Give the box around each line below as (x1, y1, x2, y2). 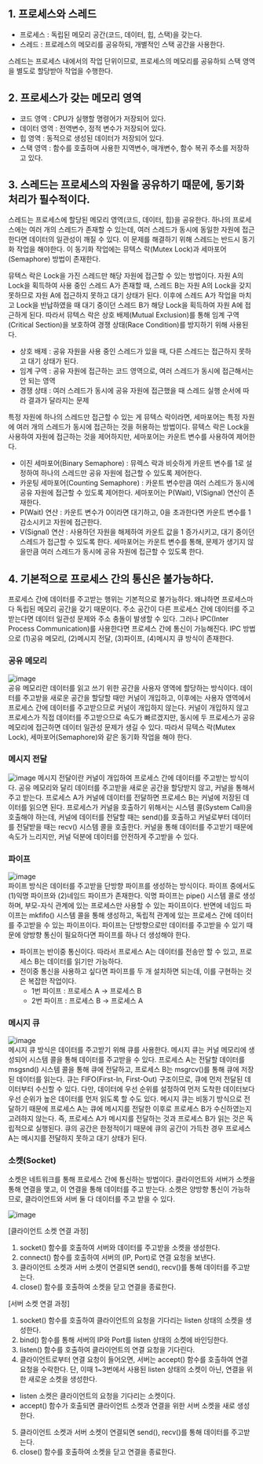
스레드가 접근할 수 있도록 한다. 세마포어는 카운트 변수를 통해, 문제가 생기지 (19, 537, 246, 547)
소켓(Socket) (8, 1155, 57, 1166)
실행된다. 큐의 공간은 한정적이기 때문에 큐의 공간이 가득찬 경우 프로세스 (35, 1124, 251, 1133)
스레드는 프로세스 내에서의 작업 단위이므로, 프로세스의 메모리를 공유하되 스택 (8, 56, 241, 65)
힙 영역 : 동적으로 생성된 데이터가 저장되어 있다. (19, 133, 165, 143)
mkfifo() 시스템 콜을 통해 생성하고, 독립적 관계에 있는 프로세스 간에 (28, 910, 232, 920)
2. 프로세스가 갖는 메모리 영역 (8, 91, 142, 104)
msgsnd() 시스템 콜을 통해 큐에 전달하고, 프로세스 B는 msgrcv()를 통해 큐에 (8, 1065, 239, 1074)
